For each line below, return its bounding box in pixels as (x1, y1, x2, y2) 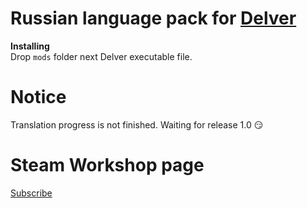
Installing (10, 40, 50, 52)
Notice (10, 86, 67, 109)
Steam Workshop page (10, 154, 205, 177)
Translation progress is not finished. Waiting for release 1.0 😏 (10, 118, 264, 131)
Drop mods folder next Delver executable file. (10, 50, 193, 62)
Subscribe (10, 187, 53, 199)
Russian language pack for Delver (10, 7, 297, 30)
